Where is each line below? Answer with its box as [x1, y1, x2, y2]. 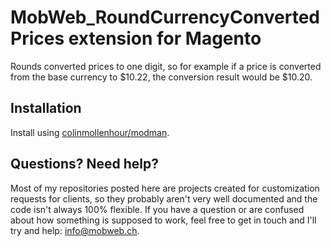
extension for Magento [68, 27, 262, 50]
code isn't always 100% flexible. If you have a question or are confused [10, 203, 305, 215]
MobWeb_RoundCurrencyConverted [10, 6, 320, 29]
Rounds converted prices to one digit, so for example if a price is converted [10, 60, 322, 72]
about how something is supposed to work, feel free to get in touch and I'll [10, 214, 317, 226]
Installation [10, 100, 82, 117]
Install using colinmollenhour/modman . [10, 126, 170, 138]
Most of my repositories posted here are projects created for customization [10, 182, 320, 194]
